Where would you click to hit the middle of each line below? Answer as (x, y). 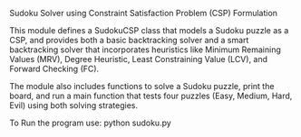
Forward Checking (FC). (54, 68)
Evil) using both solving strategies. (74, 105)
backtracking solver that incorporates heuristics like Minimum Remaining (145, 50)
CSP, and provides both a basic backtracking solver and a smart (129, 40)
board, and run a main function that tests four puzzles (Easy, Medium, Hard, (151, 96)
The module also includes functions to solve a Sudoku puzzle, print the (142, 86)
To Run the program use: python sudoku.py (91, 123)
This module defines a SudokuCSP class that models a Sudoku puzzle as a (149, 30)
